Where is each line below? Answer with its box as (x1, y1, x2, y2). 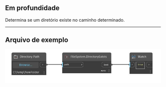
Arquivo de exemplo (5, 36, 68, 44)
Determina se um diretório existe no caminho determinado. (5, 17, 125, 23)
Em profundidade (5, 4, 60, 12)
